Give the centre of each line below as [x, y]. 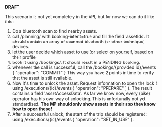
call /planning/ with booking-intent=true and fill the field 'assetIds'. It [81, 36]
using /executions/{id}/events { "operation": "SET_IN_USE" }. [73, 119]
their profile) [25, 57]
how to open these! [32, 109]
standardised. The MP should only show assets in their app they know [84, 104]
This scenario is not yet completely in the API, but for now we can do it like [80, 16]
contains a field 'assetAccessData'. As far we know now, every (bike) [81, 93]
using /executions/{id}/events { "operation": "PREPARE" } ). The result [82, 88]
